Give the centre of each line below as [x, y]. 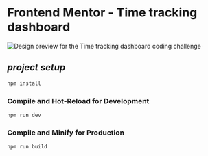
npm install [24, 83]
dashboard [39, 27]
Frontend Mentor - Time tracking [102, 13]
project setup [36, 67]
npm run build [27, 147]
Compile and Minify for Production [66, 133]
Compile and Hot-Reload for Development [78, 101]
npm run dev [24, 115]
